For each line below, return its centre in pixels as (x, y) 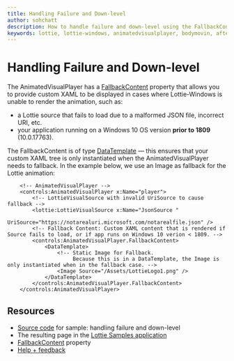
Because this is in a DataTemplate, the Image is (146, 259)
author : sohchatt (32, 20)
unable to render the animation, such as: (65, 102)
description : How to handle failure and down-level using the (99, 26)
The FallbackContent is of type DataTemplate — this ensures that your (108, 151)
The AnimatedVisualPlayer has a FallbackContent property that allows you (114, 87)
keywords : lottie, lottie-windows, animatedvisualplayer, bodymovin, (110, 33)
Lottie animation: (31, 173)
